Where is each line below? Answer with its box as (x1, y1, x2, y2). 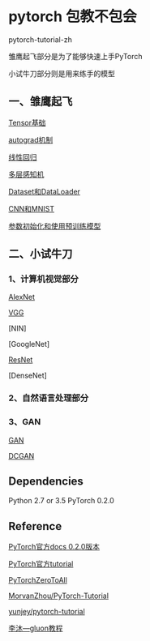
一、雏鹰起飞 (8, 95, 73, 109)
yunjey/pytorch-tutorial (8, 607, 85, 617)
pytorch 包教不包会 (8, 7, 137, 26)
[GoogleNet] (8, 340, 50, 349)
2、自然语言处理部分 (8, 392, 89, 404)
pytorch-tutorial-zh (8, 34, 73, 45)
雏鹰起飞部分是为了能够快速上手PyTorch (8, 51, 143, 61)
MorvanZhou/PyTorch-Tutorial (8, 591, 109, 600)
